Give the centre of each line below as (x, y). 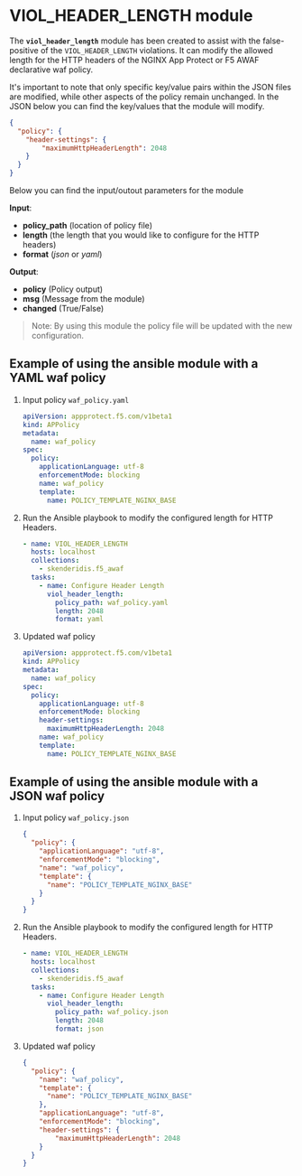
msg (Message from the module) (84, 299)
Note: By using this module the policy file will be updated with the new (162, 326)
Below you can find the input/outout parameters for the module (127, 191)
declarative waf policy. (51, 70)
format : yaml (79, 620)
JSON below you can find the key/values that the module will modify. (137, 106)
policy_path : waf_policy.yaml (112, 602)
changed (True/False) (63, 309)
